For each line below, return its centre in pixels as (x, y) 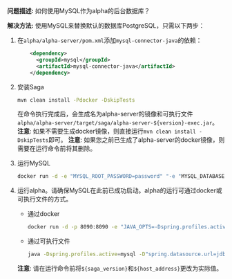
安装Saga (31, 87)
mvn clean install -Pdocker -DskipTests (76, 100)
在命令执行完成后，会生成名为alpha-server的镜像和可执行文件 (105, 114)
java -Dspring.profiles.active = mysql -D (86, 254)
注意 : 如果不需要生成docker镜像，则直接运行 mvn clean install (107, 132)
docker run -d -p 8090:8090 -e (72, 227)
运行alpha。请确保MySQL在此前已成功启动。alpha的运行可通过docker (116, 190)
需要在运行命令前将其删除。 (57, 149)
